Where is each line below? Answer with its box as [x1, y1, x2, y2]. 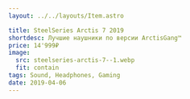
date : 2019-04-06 [8, 78, 67, 87]
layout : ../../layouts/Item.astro [8, 11, 125, 20]
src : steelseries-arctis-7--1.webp [15, 56, 135, 64]
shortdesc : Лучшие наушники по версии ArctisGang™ [8, 34, 182, 42]
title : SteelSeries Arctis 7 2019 [8, 26, 125, 35]
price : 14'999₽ [8, 41, 60, 49]
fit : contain [15, 64, 60, 72]
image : [8, 49, 31, 57]
